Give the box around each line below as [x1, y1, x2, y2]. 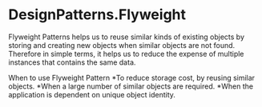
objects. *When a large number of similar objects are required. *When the [8, 81, 254, 91]
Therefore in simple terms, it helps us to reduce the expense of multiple [8, 49, 244, 58]
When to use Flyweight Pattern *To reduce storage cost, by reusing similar [8, 73, 255, 82]
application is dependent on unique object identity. [8, 89, 176, 99]
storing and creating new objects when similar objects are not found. [8, 40, 236, 50]
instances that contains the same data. [8, 57, 136, 67]
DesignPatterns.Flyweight [8, 6, 187, 24]
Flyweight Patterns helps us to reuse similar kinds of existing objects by [8, 32, 245, 42]
